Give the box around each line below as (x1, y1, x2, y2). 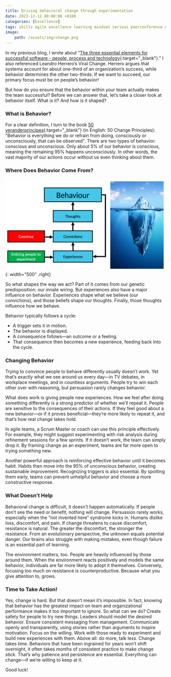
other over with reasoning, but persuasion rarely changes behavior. (5, 385, 146, 391)
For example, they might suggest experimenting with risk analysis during (5, 431, 158, 438)
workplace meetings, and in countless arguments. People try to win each (5, 380, 158, 386)
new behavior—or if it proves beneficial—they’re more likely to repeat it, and (5, 411, 165, 417)
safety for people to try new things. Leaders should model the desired (5, 613, 152, 619)
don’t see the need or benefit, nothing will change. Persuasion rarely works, (5, 509, 164, 515)
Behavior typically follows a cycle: (5, 313, 77, 319)
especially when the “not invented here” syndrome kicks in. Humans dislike (5, 514, 163, 521)
